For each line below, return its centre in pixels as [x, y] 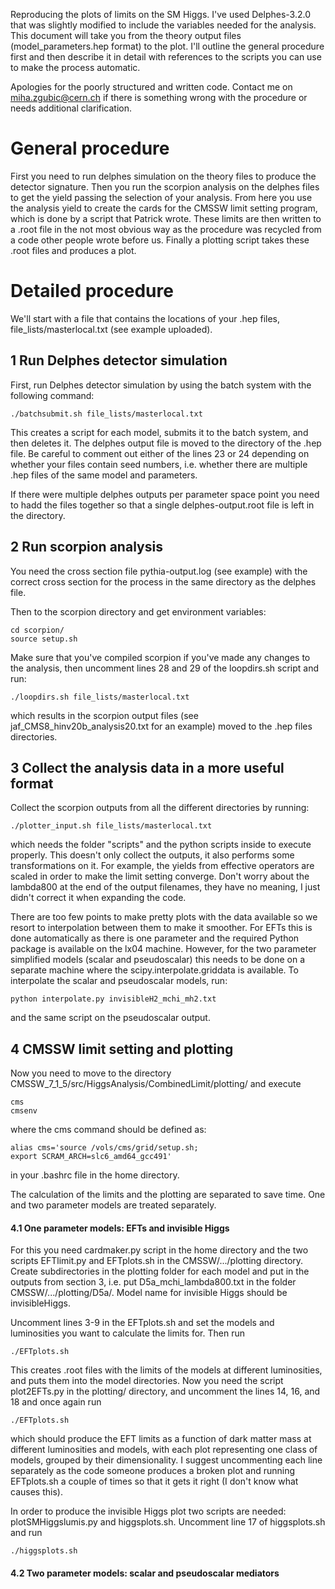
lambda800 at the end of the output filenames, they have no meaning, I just [165, 887]
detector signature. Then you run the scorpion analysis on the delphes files [165, 186]
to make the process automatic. [75, 67]
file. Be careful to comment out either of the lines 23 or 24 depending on [160, 453]
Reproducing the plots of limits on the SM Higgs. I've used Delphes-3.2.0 [161, 14]
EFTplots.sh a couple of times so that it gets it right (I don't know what [154, 1481]
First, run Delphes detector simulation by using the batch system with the [161, 385]
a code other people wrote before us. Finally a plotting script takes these [160, 240]
